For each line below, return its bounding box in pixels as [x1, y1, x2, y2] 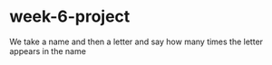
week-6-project [9, 6, 131, 27]
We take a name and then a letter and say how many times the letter [9, 36, 264, 47]
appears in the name [9, 45, 86, 56]
